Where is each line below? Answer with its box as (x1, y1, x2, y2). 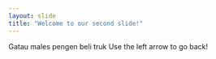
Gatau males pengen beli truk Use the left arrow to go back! (8, 41, 209, 51)
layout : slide (8, 11, 57, 20)
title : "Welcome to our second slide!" (8, 19, 144, 27)
